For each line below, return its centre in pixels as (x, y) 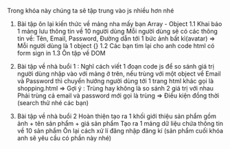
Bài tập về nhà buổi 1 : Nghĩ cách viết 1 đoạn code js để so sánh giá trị (116, 66)
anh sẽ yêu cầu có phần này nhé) (64, 138)
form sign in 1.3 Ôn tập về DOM (61, 53)
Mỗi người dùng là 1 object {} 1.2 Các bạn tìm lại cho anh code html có (116, 46)
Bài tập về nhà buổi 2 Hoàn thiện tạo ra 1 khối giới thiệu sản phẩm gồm (117, 116)
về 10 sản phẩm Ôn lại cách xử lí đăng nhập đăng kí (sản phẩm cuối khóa (120, 131)
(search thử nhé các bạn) (53, 103)
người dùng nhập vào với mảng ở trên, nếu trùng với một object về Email (119, 73)
